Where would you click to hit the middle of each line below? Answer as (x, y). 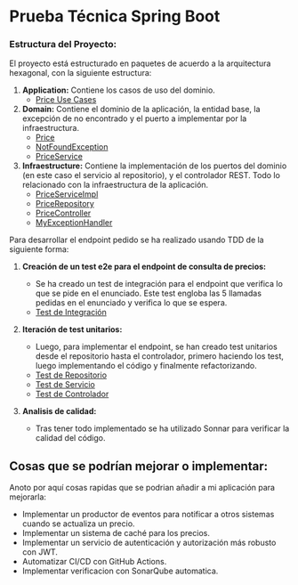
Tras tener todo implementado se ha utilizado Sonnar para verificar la (162, 428)
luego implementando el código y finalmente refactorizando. (146, 366)
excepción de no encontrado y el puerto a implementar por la (134, 118)
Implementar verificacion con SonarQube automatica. (120, 571)
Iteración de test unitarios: (72, 329)
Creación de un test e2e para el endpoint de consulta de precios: (144, 267)
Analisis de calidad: (59, 411)
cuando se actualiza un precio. (78, 524)
